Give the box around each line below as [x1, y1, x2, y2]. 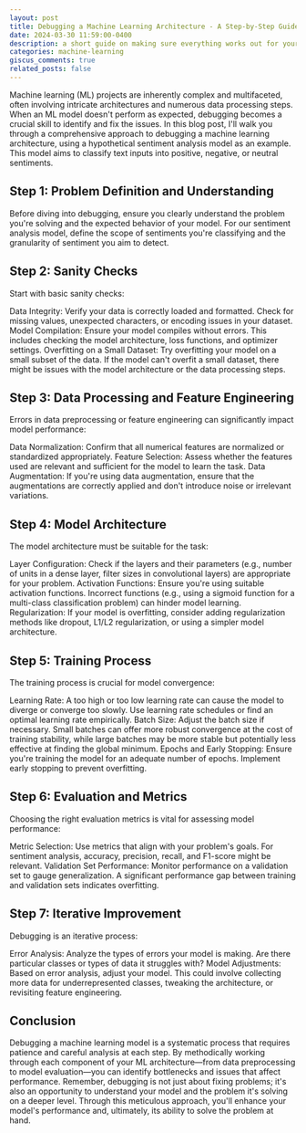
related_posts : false [9, 65, 92, 74]
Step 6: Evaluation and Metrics [9, 789, 188, 804]
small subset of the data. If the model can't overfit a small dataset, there [9, 353, 280, 365]
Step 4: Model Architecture [9, 517, 167, 532]
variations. [9, 490, 49, 501]
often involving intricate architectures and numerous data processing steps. [9, 99, 293, 110]
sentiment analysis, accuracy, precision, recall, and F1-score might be [9, 850, 271, 861]
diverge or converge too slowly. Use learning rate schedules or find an [9, 704, 273, 715]
